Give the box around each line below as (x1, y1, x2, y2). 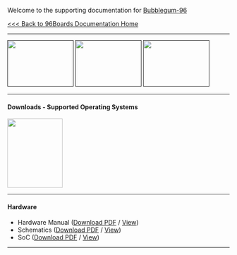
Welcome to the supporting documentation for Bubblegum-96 (7, 6, 188, 14)
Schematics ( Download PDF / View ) (17, 225, 121, 235)
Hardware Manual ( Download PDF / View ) (17, 218, 139, 227)
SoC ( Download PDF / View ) (17, 233, 100, 242)
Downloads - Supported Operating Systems (7, 102, 138, 111)
